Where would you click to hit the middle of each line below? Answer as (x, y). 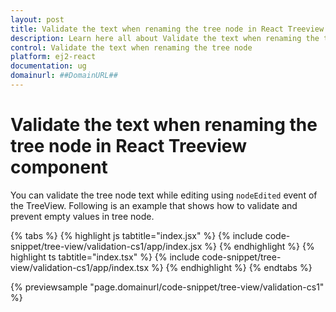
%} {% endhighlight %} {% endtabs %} (231, 267)
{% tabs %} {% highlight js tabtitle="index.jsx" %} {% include (136, 235)
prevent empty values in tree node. (82, 216)
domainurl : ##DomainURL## (64, 76)
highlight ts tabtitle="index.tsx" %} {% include (105, 257)
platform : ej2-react (53, 57)
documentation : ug (48, 66)
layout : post (37, 19)
